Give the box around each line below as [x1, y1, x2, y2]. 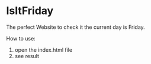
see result [14, 52, 40, 59]
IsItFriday [6, 4, 54, 18]
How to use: [6, 35, 36, 42]
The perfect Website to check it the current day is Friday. [6, 23, 145, 31]
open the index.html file [14, 46, 73, 53]
